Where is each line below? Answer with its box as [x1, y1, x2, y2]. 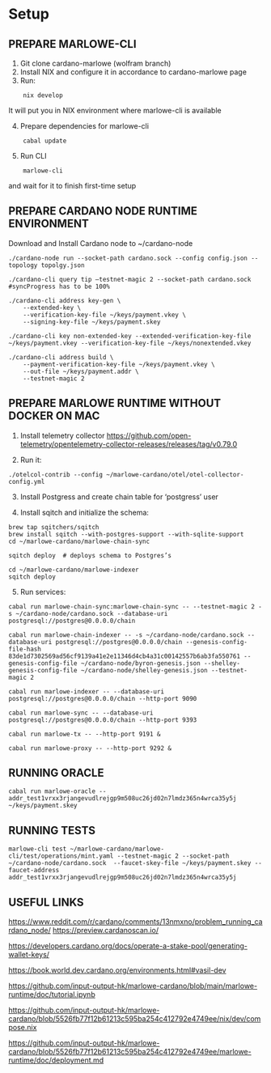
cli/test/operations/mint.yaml [8, 852, 114, 860]
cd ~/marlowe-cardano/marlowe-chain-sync [8, 537, 150, 545]
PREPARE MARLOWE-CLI [8, 37, 137, 51]
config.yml [8, 477, 45, 486]
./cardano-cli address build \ [8, 353, 114, 361]
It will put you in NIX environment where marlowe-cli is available [8, 106, 222, 115]
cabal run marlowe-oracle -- [8, 787, 107, 795]
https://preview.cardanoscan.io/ [52, 926, 159, 935]
